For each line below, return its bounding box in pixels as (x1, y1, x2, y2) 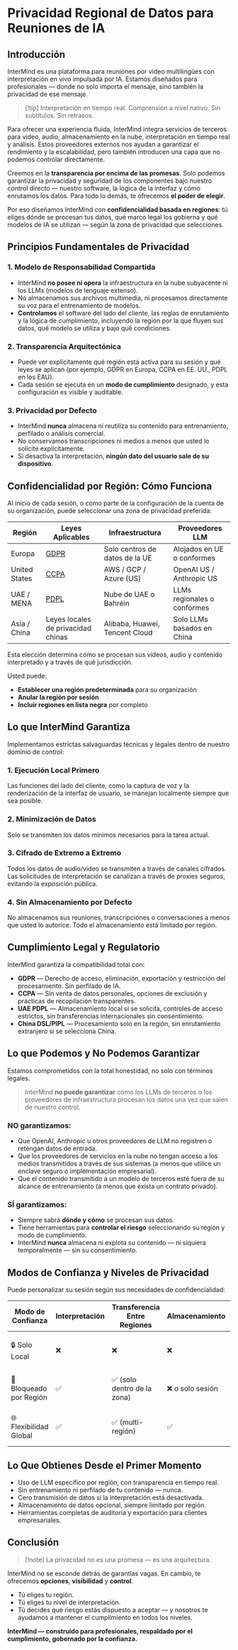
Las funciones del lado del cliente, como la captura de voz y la (7, 782, 190, 790)
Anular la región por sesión (17, 693, 99, 701)
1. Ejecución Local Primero (7, 765, 100, 775)
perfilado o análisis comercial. (17, 429, 106, 438)
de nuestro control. (24, 1103, 81, 1111)
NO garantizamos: (7, 1121, 72, 1131)
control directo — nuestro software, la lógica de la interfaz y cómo (7, 184, 200, 193)
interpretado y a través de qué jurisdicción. (7, 658, 133, 667)
